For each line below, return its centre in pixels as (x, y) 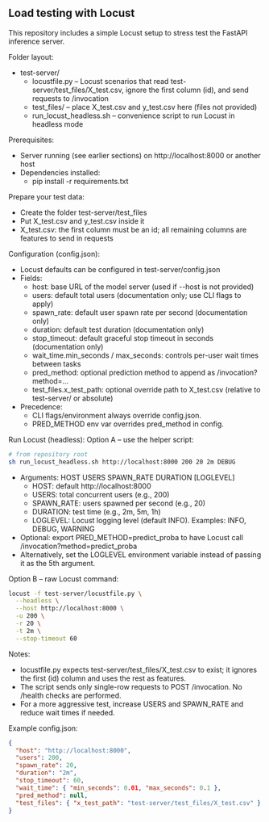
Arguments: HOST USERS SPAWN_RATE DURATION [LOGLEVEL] (127, 477)
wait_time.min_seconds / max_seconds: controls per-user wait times (145, 355)
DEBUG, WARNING (63, 529)
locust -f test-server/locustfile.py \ (75, 593)
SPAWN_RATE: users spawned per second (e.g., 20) (119, 503)
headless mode (58, 124)
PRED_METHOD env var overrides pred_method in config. (128, 424)
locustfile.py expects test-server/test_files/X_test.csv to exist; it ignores (139, 669)
